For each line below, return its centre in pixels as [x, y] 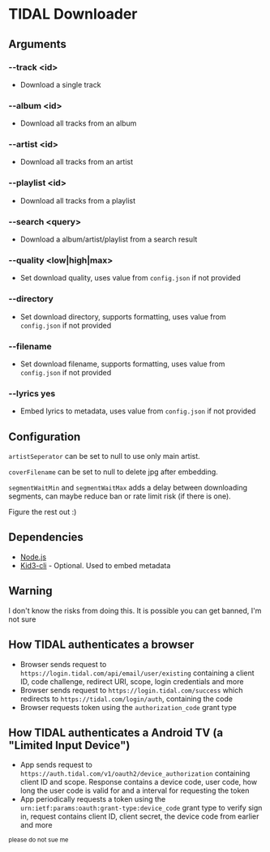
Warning [30, 591]
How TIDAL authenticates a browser [101, 645]
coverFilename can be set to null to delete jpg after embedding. [114, 472]
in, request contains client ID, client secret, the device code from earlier [139, 816]
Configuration [45, 437]
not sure [22, 619]
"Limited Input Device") [69, 745]
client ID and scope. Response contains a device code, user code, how [139, 782]
